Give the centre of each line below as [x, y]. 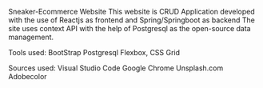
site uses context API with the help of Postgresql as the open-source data [130, 28]
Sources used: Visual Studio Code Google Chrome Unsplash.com [116, 68]
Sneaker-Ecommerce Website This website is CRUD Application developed [132, 12]
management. [31, 37]
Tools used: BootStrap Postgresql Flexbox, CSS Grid [94, 52]
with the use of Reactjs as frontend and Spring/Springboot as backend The [132, 20]
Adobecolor [28, 76]
